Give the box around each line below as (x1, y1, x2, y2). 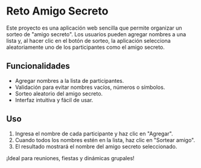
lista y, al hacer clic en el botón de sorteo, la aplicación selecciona (6, 37, 171, 44)
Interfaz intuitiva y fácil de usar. (14, 96, 94, 103)
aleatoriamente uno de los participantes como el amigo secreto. (6, 44, 165, 51)
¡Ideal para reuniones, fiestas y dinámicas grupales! (6, 154, 135, 161)
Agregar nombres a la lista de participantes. (14, 77, 124, 84)
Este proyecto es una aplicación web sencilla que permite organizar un (6, 24, 182, 31)
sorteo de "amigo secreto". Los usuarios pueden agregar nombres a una (6, 30, 187, 37)
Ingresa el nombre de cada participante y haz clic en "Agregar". (14, 130, 173, 137)
